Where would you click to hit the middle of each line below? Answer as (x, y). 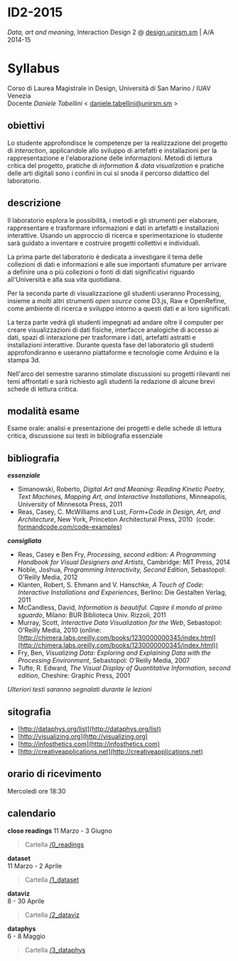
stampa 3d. (24, 359)
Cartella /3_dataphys (55, 950)
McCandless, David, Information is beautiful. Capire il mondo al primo (120, 608)
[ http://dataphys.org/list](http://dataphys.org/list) (89, 729)
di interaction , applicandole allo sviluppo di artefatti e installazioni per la (112, 150)
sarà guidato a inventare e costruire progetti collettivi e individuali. (104, 243)
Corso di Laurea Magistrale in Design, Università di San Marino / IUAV (109, 88)
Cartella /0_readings (54, 844)
